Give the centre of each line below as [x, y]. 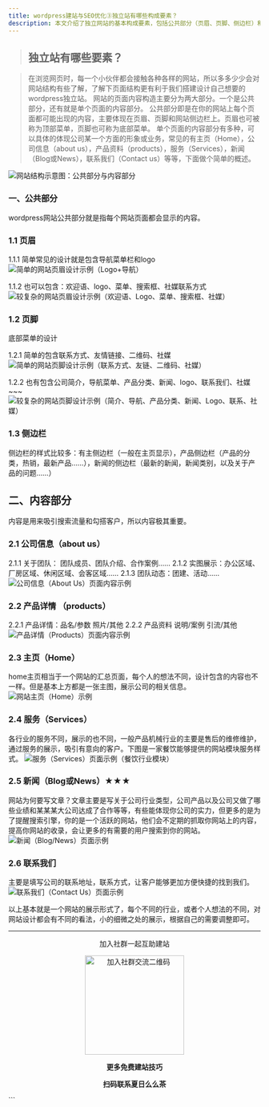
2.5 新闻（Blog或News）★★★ [69, 781]
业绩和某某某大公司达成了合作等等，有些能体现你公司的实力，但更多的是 [134, 810]
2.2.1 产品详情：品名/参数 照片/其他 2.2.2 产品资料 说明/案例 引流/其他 [123, 624]
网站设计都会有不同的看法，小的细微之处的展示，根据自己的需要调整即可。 [131, 919]
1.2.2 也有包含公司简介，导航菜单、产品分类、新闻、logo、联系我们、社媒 [129, 383]
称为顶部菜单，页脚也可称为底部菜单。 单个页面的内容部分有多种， [138, 128]
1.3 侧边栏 [27, 434]
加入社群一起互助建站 [134, 944]
